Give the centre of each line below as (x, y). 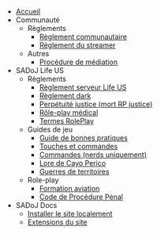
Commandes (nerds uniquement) (93, 155)
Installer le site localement (70, 214)
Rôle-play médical (69, 113)
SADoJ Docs (36, 205)
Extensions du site (57, 222)
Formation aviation (69, 188)
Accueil (28, 12)
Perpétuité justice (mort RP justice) (96, 104)
